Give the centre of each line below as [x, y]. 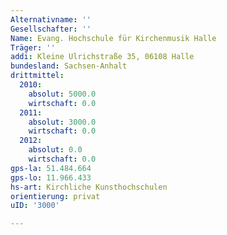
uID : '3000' [35, 206]
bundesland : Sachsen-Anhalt [69, 66]
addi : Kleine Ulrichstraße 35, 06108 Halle [102, 57]
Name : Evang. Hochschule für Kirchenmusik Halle [113, 38]
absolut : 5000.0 [62, 94]
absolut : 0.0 [55, 150]
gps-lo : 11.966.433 [51, 177]
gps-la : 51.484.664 [51, 168]
